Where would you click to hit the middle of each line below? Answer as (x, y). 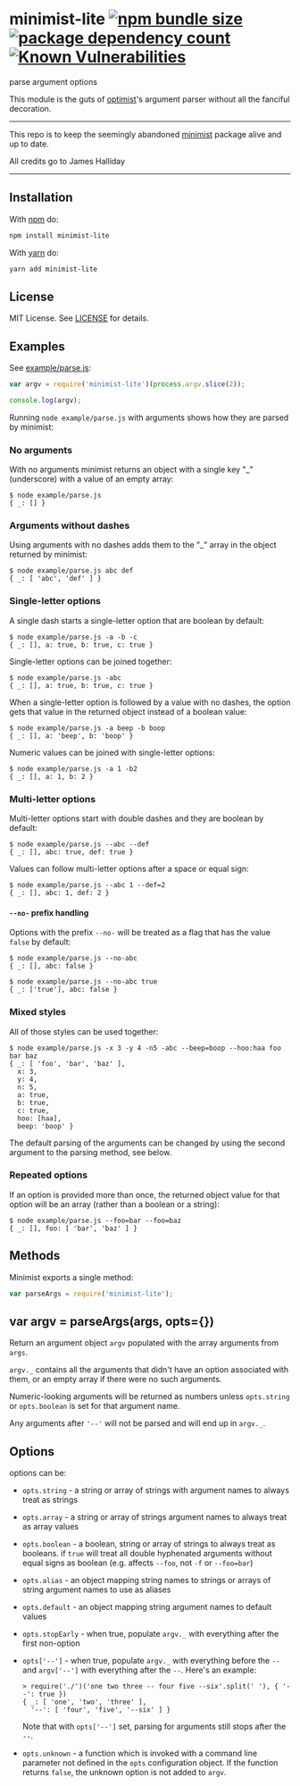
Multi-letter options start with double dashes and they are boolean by (137, 818)
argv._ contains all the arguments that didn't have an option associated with (149, 1370)
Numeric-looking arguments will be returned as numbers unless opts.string (150, 1396)
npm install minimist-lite (59, 235)
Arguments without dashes (70, 525)
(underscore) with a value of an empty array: (92, 479)
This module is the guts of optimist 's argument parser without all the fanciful (150, 99)
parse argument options (54, 81)
